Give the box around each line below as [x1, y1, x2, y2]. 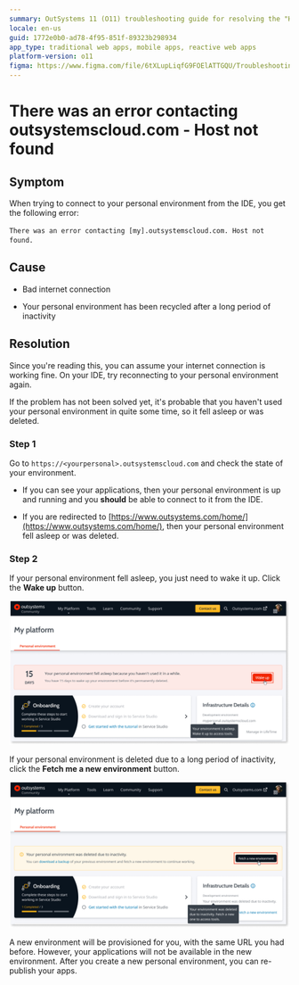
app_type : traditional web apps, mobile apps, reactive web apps [9, 43, 256, 52]
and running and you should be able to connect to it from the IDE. [21, 493, 263, 504]
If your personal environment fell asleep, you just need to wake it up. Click [9, 573, 281, 584]
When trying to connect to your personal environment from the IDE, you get [9, 198, 287, 209]
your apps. [37, 965, 77, 976]
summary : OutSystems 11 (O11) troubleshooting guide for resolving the [9, 14, 280, 23]
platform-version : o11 [9, 52, 93, 62]
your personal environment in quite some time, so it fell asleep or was [9, 406, 264, 417]
